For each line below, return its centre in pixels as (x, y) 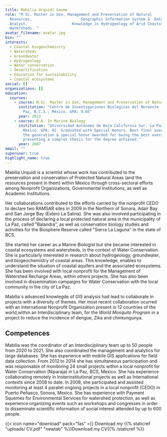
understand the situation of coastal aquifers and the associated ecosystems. (83, 266)
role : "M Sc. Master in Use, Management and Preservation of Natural (79, 14)
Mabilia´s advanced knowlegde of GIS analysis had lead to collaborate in (80, 296)
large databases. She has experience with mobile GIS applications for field (81, 356)
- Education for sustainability (43, 75)
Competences (28, 334)
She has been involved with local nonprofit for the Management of (73, 271)
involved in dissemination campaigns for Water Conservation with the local (82, 282)
